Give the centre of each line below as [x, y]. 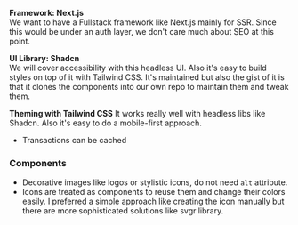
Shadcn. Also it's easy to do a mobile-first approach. [106, 123]
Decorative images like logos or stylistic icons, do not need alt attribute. [155, 182]
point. [20, 41]
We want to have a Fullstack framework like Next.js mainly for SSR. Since [143, 22]
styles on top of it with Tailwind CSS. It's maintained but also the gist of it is [147, 77]
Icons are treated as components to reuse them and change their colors [153, 192]
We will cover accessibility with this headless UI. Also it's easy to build [138, 68]
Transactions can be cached [74, 140]
